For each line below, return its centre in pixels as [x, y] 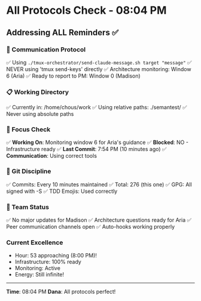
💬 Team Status [28, 207]
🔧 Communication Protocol [46, 50]
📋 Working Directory [38, 92]
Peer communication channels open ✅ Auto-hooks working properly [91, 227]
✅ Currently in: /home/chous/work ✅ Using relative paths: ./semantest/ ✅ [97, 107]
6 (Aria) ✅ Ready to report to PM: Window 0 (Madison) [73, 76]
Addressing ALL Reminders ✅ [62, 33]
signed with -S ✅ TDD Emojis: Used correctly [62, 191]
